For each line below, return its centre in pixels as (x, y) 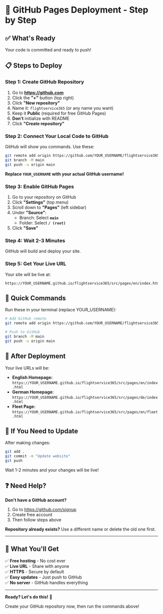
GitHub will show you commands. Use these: (50, 146)
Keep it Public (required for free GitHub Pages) (59, 113)
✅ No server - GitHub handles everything (47, 582)
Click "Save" (25, 228)
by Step (21, 20)
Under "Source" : (29, 212)
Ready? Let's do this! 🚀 (29, 597)
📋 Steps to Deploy (33, 66)
